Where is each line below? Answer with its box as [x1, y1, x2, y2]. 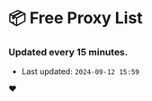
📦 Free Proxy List [8, 8, 143, 29]
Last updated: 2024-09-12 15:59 [21, 66, 140, 77]
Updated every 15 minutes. [8, 46, 129, 59]
